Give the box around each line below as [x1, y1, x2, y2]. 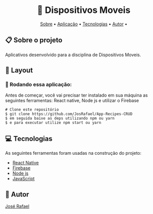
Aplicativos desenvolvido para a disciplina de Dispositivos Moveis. [5, 52, 141, 58]
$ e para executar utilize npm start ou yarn [5, 120, 101, 125]
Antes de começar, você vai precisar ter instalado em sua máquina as [5, 92, 148, 99]
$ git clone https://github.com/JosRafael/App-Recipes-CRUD [5, 111, 133, 116]
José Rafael [5, 204, 30, 210]
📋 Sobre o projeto [5, 36, 63, 44]
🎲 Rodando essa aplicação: [5, 81, 72, 88]
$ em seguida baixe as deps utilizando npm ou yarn [5, 116, 115, 121]
